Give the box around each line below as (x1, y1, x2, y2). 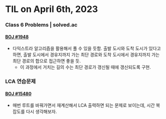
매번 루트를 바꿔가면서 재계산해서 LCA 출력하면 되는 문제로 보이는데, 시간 (12, 102, 155, 108)
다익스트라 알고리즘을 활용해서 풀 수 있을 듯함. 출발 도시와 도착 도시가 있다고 (12, 45, 161, 51)
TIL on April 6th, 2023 (5, 3, 98, 15)
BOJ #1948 (5, 33, 29, 39)
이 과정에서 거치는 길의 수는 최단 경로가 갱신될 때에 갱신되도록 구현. (20, 64, 151, 70)
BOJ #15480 (5, 90, 32, 96)
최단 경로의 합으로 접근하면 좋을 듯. (12, 58, 81, 64)
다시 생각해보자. (26, 108, 57, 114)
